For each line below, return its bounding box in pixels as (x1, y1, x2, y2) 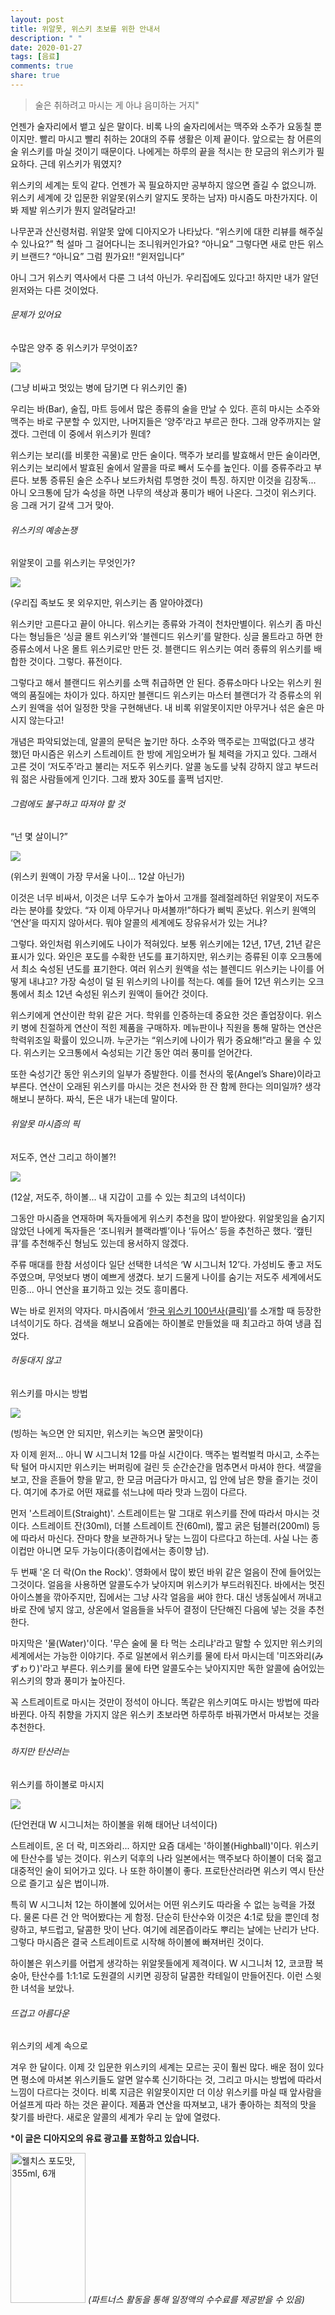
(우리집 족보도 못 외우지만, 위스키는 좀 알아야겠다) (10, 597, 204, 609)
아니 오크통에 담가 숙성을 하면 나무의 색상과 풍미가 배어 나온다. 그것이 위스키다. (10, 487, 317, 499)
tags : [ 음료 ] (10, 52, 61, 62)
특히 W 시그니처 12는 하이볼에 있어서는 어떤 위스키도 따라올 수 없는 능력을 (10, 1899, 297, 1911)
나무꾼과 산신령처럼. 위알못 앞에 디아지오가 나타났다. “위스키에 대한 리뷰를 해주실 (10, 225, 324, 237)
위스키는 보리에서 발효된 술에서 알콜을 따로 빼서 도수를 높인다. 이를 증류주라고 (10, 462, 312, 474)
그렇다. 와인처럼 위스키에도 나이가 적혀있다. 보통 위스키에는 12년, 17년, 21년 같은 (10, 938, 322, 950)
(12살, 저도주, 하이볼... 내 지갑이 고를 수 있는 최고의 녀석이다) (10, 1191, 247, 1203)
